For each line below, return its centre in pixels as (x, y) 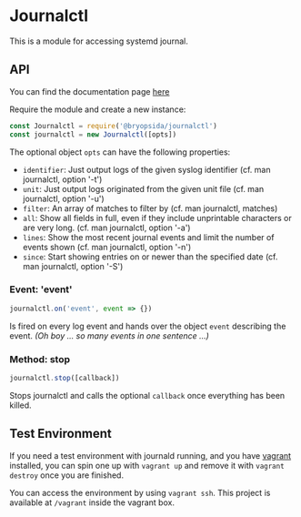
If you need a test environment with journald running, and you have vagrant (150, 455)
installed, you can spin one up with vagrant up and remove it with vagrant (147, 465)
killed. (20, 405)
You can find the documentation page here (90, 91)
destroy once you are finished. (67, 475)
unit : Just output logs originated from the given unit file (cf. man (143, 188)
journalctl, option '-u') (63, 198)
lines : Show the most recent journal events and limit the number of (148, 237)
